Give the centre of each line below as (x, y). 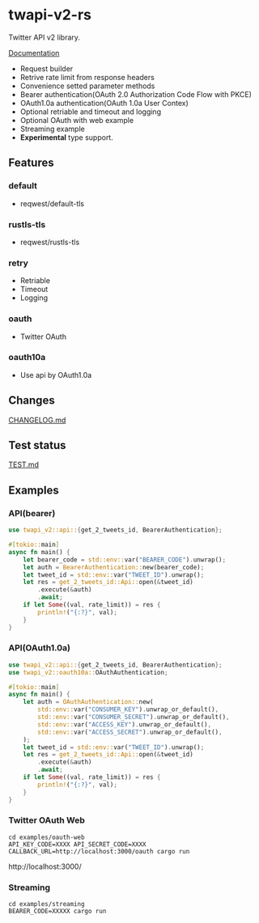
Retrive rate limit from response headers (87, 77)
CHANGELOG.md (37, 420)
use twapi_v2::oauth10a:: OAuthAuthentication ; (88, 672)
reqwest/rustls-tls (50, 242)
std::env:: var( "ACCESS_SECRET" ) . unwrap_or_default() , (130, 732)
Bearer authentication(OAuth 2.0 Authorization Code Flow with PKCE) (136, 94)
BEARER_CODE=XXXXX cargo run (57, 912)
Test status (37, 445)
